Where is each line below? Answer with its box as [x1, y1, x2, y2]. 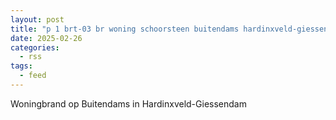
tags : [10, 61, 33, 71]
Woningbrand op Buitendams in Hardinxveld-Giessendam [10, 97, 247, 110]
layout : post [10, 14, 65, 25]
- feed [19, 71, 47, 81]
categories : [10, 42, 60, 53]
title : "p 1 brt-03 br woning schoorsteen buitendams [10, 24, 240, 34]
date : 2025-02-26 [10, 33, 83, 43]
